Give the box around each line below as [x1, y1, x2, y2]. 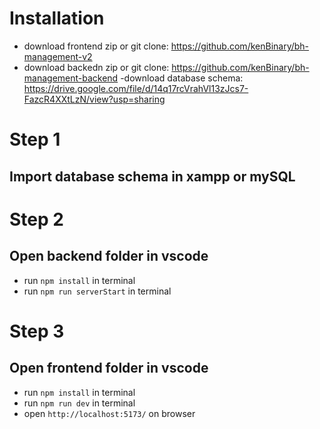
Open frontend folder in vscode [9, 360, 209, 377]
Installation [9, 7, 105, 30]
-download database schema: [120, 72, 244, 84]
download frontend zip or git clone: [23, 40, 169, 52]
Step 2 [9, 208, 64, 231]
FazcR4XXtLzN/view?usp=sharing [23, 93, 166, 105]
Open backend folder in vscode [9, 248, 209, 265]
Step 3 [9, 320, 65, 342]
